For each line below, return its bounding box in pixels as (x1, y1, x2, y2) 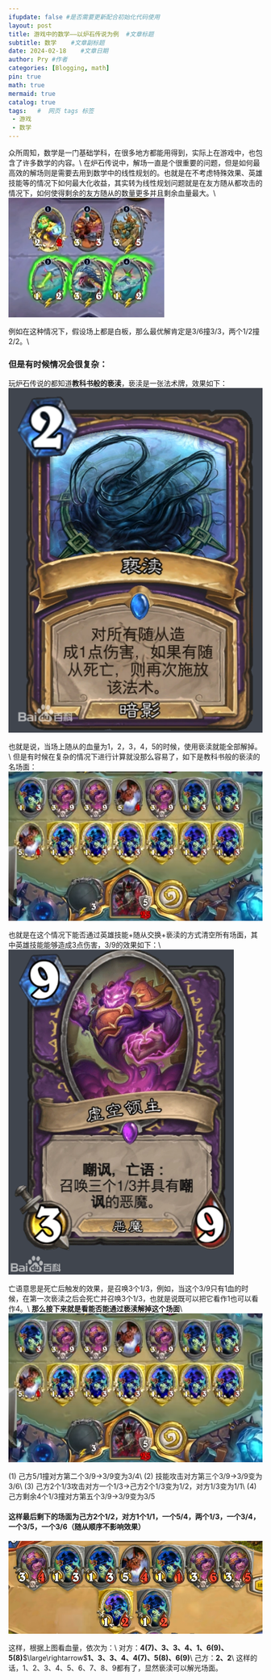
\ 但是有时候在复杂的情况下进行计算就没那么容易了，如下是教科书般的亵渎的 (8, 752, 261, 762)
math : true (8, 81, 45, 89)
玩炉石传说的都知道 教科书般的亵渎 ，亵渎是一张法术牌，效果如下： (8, 379, 227, 388)
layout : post (8, 21, 52, 30)
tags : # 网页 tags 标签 (8, 107, 94, 115)
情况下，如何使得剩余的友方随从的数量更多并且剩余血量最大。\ (8, 188, 216, 198)
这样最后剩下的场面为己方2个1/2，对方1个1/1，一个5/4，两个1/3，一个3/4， (8, 1512, 261, 1522)
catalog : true (8, 98, 56, 107)
